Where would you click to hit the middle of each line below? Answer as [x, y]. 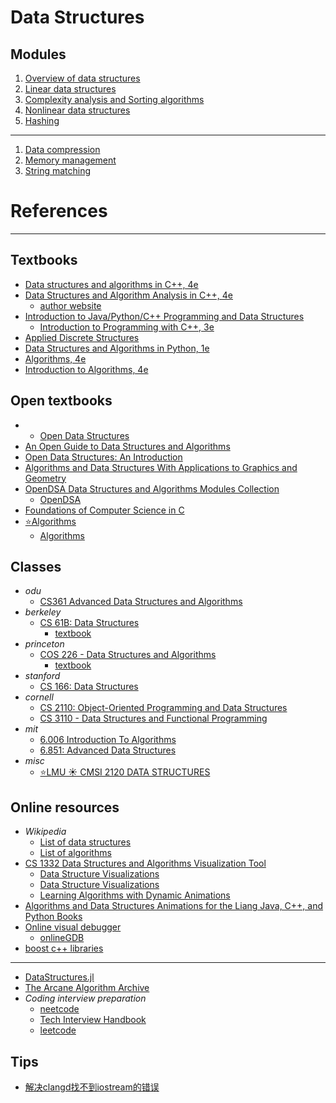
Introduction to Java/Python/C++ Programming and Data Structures [164, 316]
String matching [58, 170]
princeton [44, 644]
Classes [36, 566]
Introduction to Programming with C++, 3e [127, 327]
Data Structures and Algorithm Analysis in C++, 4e [128, 295]
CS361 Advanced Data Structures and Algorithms [141, 602]
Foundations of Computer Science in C [104, 510]
